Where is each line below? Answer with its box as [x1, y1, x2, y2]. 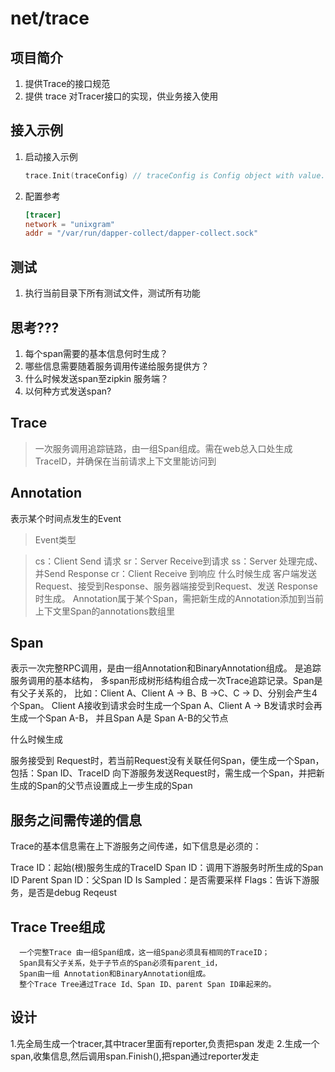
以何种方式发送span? [24, 385, 112, 397]
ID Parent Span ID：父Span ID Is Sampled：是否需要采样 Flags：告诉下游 [10, 874, 312, 886]
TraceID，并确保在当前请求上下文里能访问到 [34, 455, 217, 467]
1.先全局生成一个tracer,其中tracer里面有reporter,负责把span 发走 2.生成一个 [10, 1037, 320, 1049]
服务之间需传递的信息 [10, 812, 142, 829]
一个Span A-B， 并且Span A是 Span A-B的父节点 [27, 712, 229, 724]
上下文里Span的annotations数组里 [34, 605, 175, 617]
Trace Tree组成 [10, 918, 106, 936]
